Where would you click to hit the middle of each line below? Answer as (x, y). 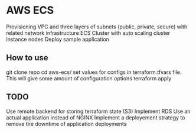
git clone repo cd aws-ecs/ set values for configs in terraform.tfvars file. (94, 72)
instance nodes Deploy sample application (58, 39)
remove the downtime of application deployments (66, 124)
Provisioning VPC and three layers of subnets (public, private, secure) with (97, 27)
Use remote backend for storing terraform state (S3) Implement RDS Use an (98, 111)
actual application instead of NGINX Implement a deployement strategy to (96, 117)
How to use (27, 58)
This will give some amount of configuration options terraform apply (89, 78)
